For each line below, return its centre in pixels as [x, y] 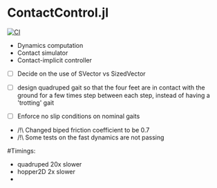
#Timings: [21, 151]
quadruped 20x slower [49, 164]
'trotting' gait [35, 103]
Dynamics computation [50, 45]
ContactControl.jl [58, 13]
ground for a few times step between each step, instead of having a [114, 96]
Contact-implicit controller [54, 60]
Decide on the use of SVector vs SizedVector [82, 74]
